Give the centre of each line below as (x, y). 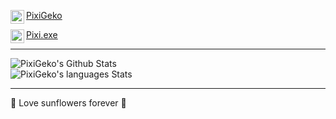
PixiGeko (44, 15)
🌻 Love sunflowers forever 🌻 (68, 103)
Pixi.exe (42, 34)
